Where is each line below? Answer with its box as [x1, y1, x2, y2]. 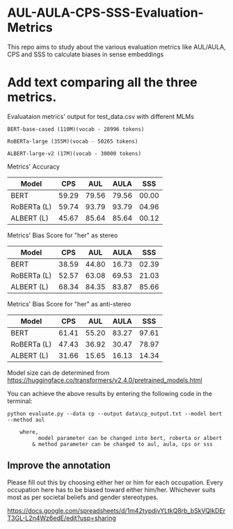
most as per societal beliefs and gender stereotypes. [7, 493, 159, 501]
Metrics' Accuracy [7, 162, 61, 171]
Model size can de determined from [7, 368, 110, 377]
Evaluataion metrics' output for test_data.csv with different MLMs [7, 112, 195, 120]
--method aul [7, 416, 45, 423]
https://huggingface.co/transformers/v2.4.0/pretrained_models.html [7, 376, 203, 384]
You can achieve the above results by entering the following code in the [7, 389, 212, 397]
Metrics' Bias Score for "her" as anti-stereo [7, 299, 131, 308]
